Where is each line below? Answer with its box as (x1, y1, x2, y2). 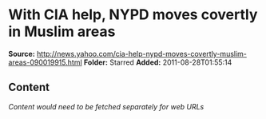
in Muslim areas (8, 22, 116, 41)
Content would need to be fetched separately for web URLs (8, 101, 204, 111)
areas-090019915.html (8, 58, 82, 67)
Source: (8, 49, 36, 58)
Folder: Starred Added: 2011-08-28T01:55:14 (83, 58, 232, 67)
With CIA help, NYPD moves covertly (8, 6, 258, 24)
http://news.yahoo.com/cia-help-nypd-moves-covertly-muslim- (37, 49, 248, 58)
